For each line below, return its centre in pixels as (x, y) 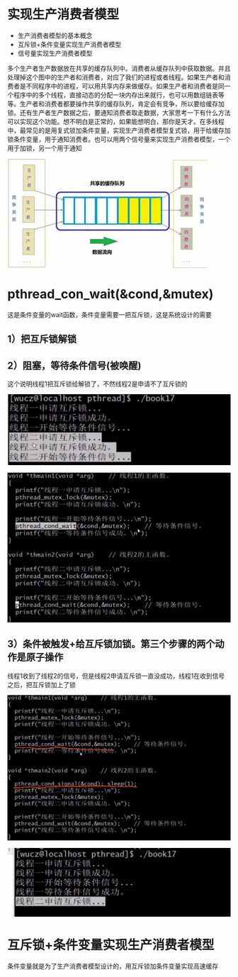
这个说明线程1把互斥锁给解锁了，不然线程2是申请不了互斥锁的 (97, 384)
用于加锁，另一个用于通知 (45, 148)
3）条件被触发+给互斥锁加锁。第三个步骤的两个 (111, 644)
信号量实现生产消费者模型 (55, 53)
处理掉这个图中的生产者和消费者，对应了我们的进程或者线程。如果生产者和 (116, 77)
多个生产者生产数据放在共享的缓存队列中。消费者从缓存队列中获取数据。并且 (119, 68)
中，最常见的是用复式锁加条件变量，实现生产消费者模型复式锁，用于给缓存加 (119, 130)
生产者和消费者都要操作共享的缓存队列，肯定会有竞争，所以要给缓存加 (122, 104)
